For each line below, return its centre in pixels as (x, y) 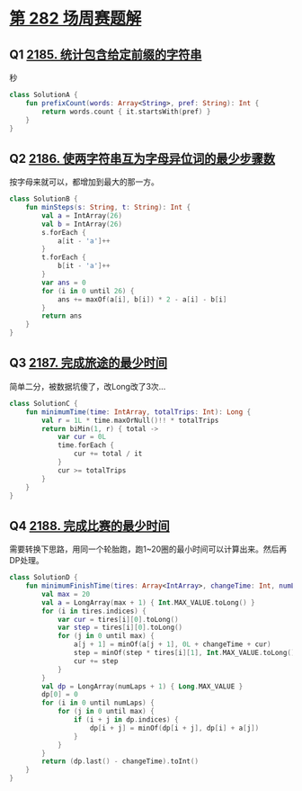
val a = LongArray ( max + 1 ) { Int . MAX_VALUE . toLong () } (148, 602)
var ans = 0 (64, 283)
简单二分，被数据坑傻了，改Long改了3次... (88, 386)
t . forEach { (64, 257)
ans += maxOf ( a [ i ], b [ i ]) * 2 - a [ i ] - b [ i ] (142, 299)
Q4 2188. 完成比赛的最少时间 (90, 526)
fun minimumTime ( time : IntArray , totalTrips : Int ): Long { (138, 412)
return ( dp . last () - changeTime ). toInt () (120, 761)
